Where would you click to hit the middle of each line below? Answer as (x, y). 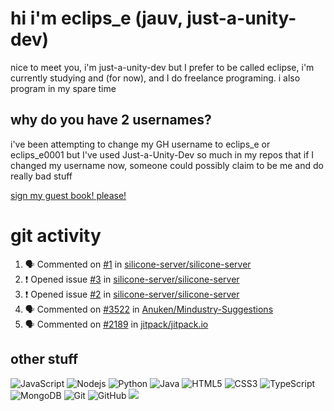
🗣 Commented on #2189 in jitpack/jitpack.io (116, 324)
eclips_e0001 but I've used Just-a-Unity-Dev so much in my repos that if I (162, 154)
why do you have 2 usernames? (111, 120)
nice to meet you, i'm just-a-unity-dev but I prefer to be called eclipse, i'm (162, 67)
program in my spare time (63, 88)
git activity (56, 235)
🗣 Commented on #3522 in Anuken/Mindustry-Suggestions (149, 309)
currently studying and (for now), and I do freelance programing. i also (155, 78)
